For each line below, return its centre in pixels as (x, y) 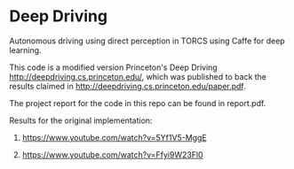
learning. (25, 50)
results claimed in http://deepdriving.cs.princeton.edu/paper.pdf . (127, 86)
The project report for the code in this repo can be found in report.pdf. (138, 103)
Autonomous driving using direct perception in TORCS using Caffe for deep (147, 41)
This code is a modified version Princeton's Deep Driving (113, 67)
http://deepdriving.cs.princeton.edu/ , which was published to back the (138, 76)
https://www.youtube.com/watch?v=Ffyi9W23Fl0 (112, 154)
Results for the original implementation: (81, 120)
